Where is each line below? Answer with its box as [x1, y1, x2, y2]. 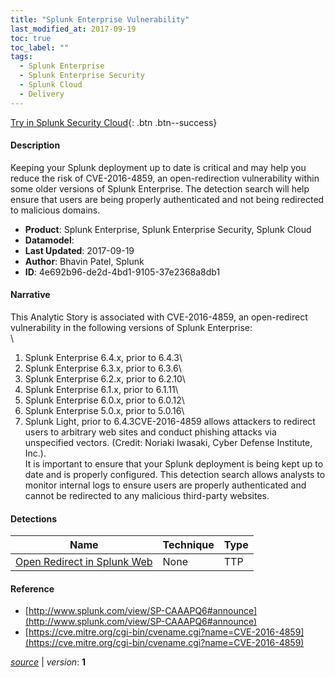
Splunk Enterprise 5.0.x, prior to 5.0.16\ [24, 405, 185, 417]
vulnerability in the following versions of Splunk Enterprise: [10, 322, 253, 334]
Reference [10, 582, 55, 595]
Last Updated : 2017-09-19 [24, 244, 135, 256]
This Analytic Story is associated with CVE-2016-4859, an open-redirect [10, 311, 308, 323]
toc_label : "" [10, 42, 70, 53]
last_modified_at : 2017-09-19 [10, 24, 137, 34]
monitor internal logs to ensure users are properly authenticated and [24, 479, 307, 491]
